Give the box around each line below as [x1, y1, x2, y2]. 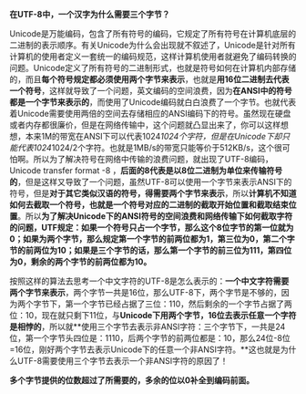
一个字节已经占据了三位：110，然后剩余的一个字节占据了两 [72, 298, 293, 309]
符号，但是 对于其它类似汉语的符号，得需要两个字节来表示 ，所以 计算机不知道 [9, 188, 297, 199]
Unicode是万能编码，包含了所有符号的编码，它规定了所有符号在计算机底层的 [9, 28, 297, 39]
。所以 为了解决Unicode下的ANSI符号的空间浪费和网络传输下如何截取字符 [17, 211, 293, 222]
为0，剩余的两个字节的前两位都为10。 [9, 256, 152, 267]
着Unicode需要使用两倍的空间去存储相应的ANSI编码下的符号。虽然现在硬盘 [9, 109, 291, 119]
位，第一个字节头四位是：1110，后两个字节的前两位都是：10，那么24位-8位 [9, 333, 291, 343]
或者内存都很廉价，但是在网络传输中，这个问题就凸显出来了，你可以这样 [9, 119, 280, 130]
